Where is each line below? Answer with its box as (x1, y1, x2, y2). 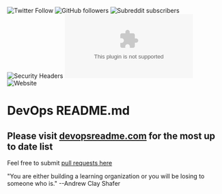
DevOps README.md (7, 103, 130, 119)
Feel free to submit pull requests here (7, 159, 113, 167)
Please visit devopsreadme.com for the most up (7, 130, 215, 141)
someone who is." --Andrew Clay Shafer (7, 180, 121, 187)
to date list (7, 141, 53, 152)
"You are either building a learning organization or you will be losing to (7, 172, 205, 180)
